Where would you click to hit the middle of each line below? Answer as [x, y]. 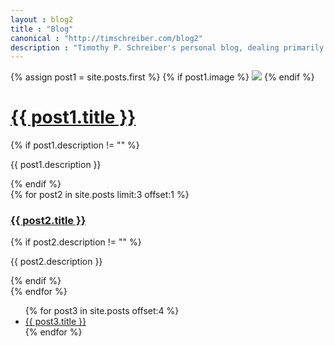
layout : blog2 [42, 19]
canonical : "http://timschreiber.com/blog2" [106, 38]
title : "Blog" [42, 29]
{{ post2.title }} [48, 221]
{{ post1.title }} [73, 117]
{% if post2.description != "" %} [76, 242]
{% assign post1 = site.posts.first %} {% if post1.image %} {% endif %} [162, 77]
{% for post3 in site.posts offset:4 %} [102, 311]
